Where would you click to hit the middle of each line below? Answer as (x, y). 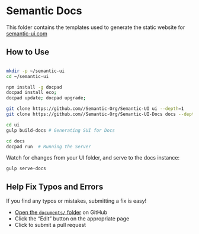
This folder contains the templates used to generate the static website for (96, 27)
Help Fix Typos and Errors (55, 186)
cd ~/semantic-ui (28, 76)
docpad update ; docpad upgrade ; (46, 98)
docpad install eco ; (32, 93)
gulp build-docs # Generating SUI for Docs (61, 130)
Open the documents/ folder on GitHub (61, 212)
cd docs (16, 141)
